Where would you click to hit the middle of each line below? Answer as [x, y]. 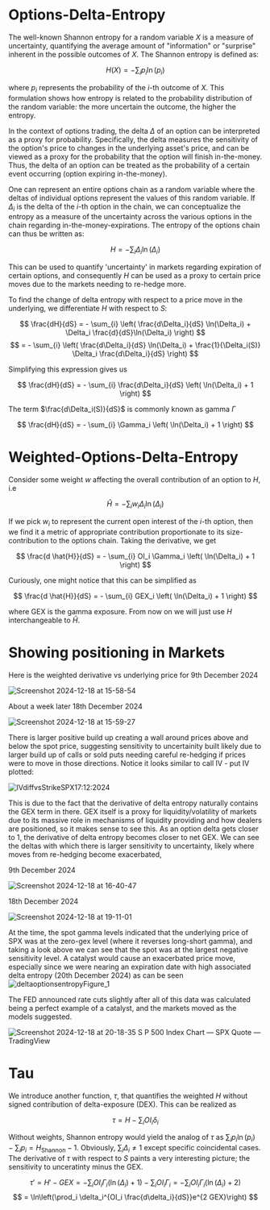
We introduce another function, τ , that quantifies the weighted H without [128, 1096]
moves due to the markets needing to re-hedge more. [98, 285]
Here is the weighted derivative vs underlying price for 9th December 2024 [133, 675]
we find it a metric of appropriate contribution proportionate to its [116, 532]
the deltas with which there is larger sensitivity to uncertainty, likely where [131, 846]
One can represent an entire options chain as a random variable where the [132, 189]
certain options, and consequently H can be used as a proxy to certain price [135, 276]
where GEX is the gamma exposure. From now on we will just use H [120, 611]
